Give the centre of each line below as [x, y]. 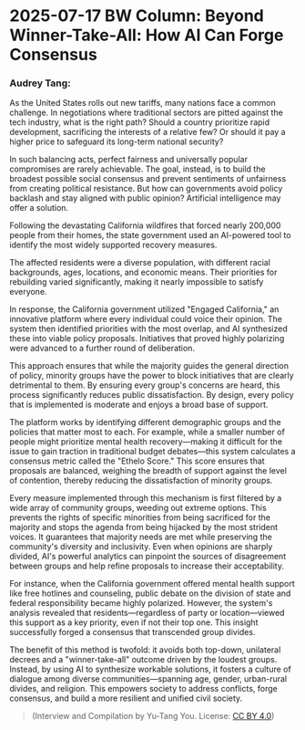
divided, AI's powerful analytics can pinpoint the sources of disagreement [148, 557]
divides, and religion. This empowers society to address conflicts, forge [143, 689]
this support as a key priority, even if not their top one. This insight [134, 622]
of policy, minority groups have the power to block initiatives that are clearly [152, 376]
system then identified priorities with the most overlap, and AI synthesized [149, 328]
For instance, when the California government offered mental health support [152, 584]
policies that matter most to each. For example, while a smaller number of [147, 432]
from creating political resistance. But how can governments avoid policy [146, 189]
